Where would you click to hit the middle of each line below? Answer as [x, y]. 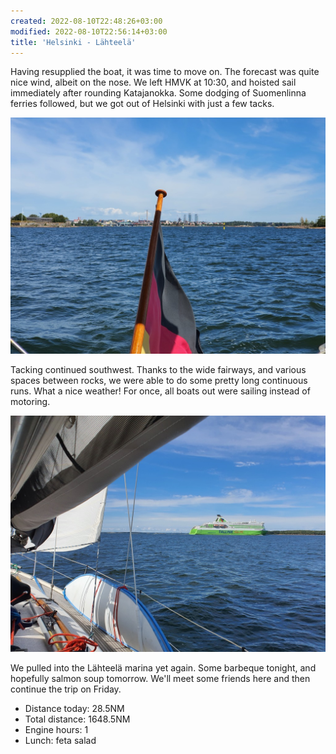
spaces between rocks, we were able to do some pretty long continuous [159, 381]
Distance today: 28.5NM [74, 709]
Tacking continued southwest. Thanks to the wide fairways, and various [158, 370]
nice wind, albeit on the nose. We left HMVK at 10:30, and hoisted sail [153, 82]
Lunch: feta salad [60, 741]
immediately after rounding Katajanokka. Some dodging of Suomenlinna [158, 93]
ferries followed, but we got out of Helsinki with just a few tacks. [142, 104]
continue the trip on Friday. [66, 689]
